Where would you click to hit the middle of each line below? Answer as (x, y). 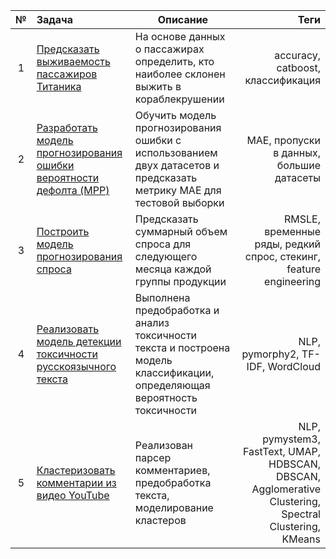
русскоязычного (76, 366)
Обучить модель (175, 115)
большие (298, 165)
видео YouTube (73, 495)
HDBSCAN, (294, 464)
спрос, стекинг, (282, 256)
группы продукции (180, 281)
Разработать (67, 127)
